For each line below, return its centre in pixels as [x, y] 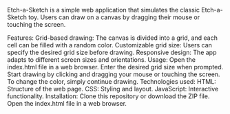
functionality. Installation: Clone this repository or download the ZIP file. [108, 96]
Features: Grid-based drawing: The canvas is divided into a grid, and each [113, 38]
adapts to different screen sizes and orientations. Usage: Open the [102, 60]
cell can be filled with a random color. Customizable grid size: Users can [109, 45]
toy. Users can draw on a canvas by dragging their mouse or [114, 17]
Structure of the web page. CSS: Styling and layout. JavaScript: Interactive [113, 89]
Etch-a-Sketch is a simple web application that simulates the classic [104, 10]
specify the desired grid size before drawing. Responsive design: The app [112, 52]
